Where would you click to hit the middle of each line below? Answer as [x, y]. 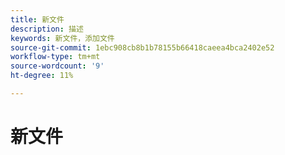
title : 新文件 [37, 19]
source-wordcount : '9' [57, 66]
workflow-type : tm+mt [55, 57]
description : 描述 [47, 29]
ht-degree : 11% [42, 76]
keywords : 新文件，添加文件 [62, 38]
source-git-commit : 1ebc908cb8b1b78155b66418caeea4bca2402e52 [142, 47]
